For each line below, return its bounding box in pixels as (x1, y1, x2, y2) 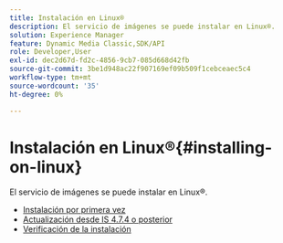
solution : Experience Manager (9, 30, 125, 39)
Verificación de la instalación (22, 224, 131, 235)
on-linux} (9, 156, 83, 177)
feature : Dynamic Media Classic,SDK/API (9, 38, 166, 48)
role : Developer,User (9, 48, 92, 57)
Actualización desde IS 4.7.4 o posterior (22, 214, 173, 225)
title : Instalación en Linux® (9, 13, 125, 23)
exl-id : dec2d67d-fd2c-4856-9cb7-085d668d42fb (9, 56, 190, 65)
